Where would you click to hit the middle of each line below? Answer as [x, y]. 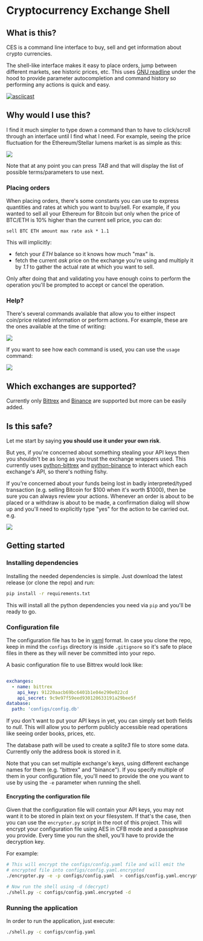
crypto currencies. [29, 54]
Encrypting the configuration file [48, 796]
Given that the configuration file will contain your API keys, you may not [95, 810]
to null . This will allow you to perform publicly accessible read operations [97, 727]
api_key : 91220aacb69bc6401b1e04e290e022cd [73, 692]
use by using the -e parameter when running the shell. [74, 783]
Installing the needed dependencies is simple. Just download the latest [95, 576]
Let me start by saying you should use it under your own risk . [84, 441]
